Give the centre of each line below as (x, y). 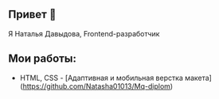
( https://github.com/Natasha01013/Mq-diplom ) (96, 86)
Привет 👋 (33, 15)
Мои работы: (43, 59)
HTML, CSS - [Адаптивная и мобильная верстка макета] (116, 78)
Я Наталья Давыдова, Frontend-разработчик (84, 33)
